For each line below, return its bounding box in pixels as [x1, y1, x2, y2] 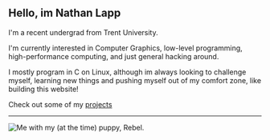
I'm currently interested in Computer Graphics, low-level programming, [8, 43, 243, 53]
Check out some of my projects [8, 99, 112, 109]
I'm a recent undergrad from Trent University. [8, 27, 158, 37]
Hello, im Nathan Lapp [8, 6, 121, 20]
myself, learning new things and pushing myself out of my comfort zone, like [8, 75, 262, 85]
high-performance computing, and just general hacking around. [8, 51, 219, 61]
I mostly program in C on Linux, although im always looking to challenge [8, 67, 247, 77]
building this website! [8, 84, 79, 94]
